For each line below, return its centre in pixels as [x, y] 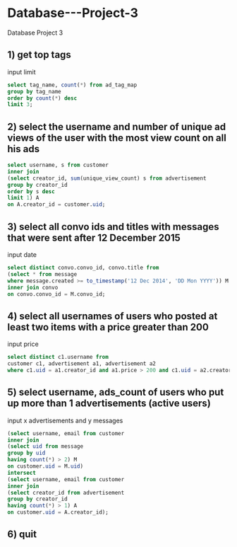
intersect [22, 473]
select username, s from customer [58, 165]
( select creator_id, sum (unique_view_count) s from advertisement [107, 178]
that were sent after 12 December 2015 [94, 237]
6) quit [22, 535]
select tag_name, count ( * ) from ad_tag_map [72, 85]
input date [22, 255]
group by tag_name [34, 91]
